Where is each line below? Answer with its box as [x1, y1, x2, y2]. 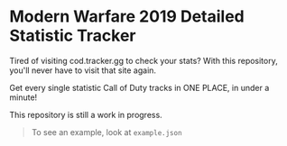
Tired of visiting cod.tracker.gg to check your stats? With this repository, [9, 55, 278, 66]
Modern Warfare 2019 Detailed [9, 6, 245, 27]
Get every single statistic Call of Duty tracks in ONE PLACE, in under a [9, 82, 270, 93]
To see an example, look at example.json [31, 126, 182, 137]
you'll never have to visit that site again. [9, 65, 156, 76]
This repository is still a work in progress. [9, 109, 162, 120]
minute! [9, 92, 38, 103]
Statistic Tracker [9, 25, 136, 46]
